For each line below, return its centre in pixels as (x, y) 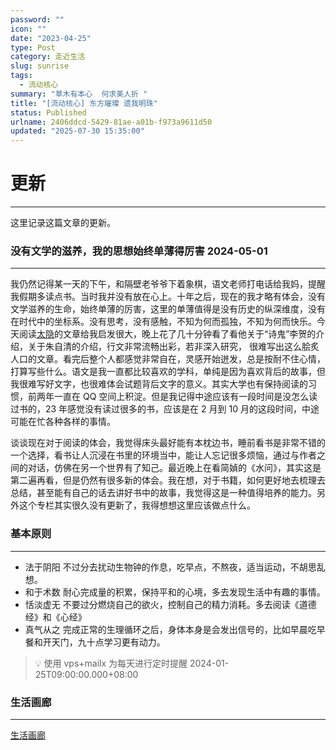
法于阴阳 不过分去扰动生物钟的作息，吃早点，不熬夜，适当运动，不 (162, 567)
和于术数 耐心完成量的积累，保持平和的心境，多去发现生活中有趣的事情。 (175, 592)
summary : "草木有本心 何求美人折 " (79, 94)
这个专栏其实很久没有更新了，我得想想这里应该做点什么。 (137, 505)
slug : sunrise (40, 66)
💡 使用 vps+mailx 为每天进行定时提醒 (111, 663)
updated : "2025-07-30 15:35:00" (77, 131)
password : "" (37, 19)
